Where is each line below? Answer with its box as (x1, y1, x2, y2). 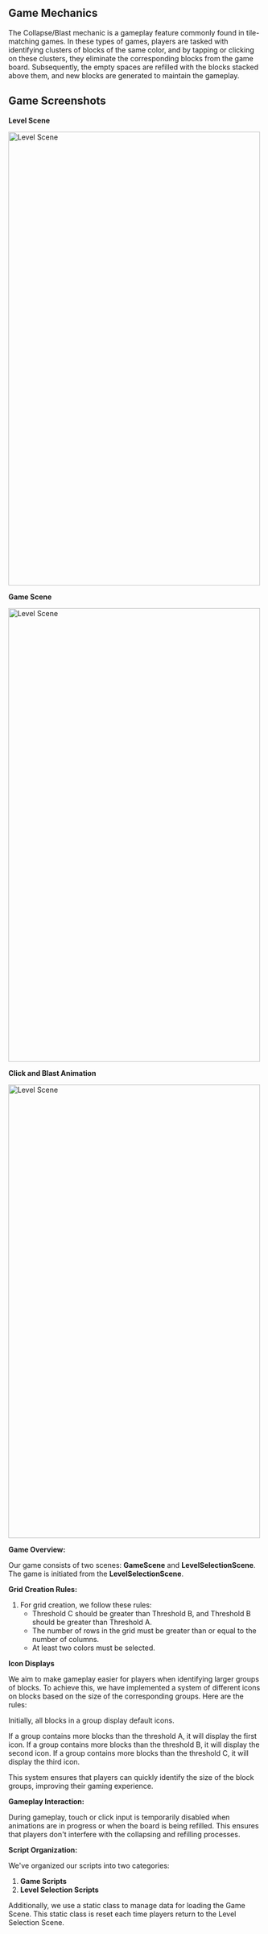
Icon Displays (8, 1658, 55, 1668)
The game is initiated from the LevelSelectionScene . (8, 1569, 183, 1578)
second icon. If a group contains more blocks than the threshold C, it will (8, 1748, 249, 1757)
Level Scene (8, 115, 51, 125)
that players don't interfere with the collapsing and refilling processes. (8, 1829, 241, 1839)
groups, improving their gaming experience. (8, 1781, 154, 1790)
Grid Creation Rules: (8, 1584, 78, 1594)
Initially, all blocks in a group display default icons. (8, 1715, 175, 1725)
